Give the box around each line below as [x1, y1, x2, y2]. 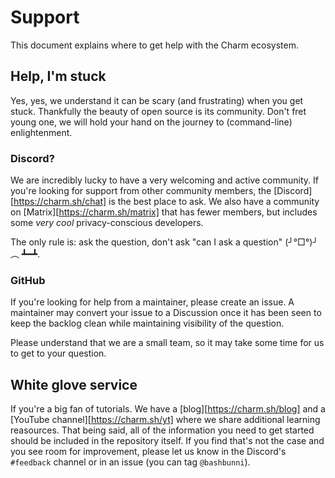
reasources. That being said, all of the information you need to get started [10, 424, 315, 436]
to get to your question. [10, 347, 107, 360]
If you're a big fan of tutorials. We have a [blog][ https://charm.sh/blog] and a [10, 403, 326, 415]
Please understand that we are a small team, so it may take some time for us [10, 337, 325, 349]
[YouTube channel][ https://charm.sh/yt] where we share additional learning [10, 414, 321, 426]
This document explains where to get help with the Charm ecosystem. [10, 39, 299, 51]
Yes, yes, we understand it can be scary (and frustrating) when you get [10, 94, 304, 106]
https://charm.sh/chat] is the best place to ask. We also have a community [13, 196, 320, 208]
